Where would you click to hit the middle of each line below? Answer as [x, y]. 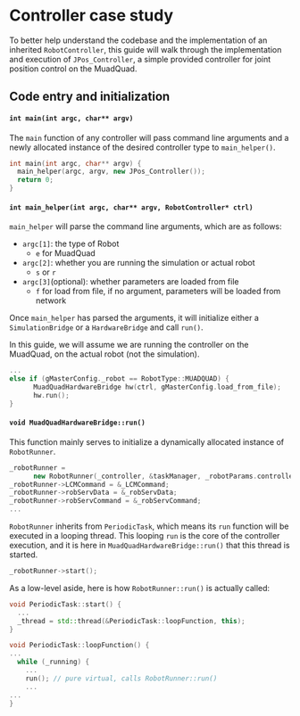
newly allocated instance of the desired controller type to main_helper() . [142, 147]
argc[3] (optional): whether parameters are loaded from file [130, 282]
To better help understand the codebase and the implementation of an [138, 40]
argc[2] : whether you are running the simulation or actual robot [139, 263]
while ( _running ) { [54, 662]
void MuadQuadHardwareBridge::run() [77, 423]
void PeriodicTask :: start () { [66, 604]
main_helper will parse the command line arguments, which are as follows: [146, 226]
